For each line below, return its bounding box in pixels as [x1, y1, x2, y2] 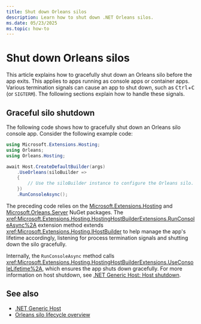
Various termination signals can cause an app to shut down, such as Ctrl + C [6, 84, 195, 91]
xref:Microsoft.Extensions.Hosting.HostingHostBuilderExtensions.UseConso [6, 259, 194, 266]
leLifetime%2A [6, 265, 43, 272]
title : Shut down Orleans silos [6, 8, 87, 15]
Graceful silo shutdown [6, 107, 95, 118]
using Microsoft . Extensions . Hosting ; [6, 142, 100, 148]
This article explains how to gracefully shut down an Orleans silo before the [6, 71, 193, 79]
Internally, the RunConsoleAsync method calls [6, 252, 115, 259]
